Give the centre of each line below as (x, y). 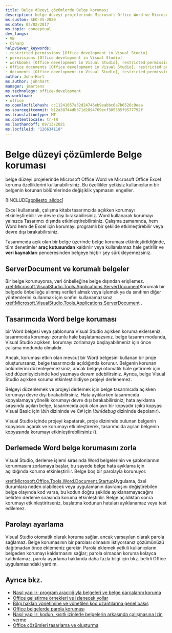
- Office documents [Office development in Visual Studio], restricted (83, 67)
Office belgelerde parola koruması (49, 609)
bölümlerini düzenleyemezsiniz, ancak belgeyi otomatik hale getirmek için (83, 369)
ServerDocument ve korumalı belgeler (67, 269)
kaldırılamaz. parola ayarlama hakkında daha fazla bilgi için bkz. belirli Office (86, 558)
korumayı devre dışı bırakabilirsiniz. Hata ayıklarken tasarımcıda (72, 395)
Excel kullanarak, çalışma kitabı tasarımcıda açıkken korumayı (70, 210)
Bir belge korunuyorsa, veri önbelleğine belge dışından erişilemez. (75, 281)
